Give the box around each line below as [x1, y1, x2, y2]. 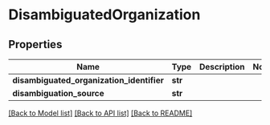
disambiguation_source [12, 88, 104, 99]
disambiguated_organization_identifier [12, 75, 165, 86]
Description [199, 62, 245, 72]
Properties [8, 38, 63, 51]
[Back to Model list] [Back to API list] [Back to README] [8, 108, 193, 118]
